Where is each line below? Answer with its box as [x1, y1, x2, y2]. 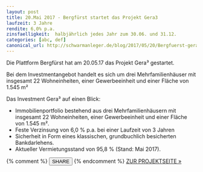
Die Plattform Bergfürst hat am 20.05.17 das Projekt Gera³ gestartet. [6, 59, 175, 66]
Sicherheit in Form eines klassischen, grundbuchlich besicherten [14, 132, 176, 139]
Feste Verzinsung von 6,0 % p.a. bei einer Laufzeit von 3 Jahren [14, 126, 175, 133]
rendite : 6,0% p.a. [6, 25, 56, 32]
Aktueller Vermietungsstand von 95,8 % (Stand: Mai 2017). [14, 145, 161, 153]
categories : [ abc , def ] [6, 37, 66, 43]
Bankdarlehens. [14, 139, 54, 146]
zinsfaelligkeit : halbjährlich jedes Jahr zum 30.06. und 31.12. [6, 31, 177, 37]
